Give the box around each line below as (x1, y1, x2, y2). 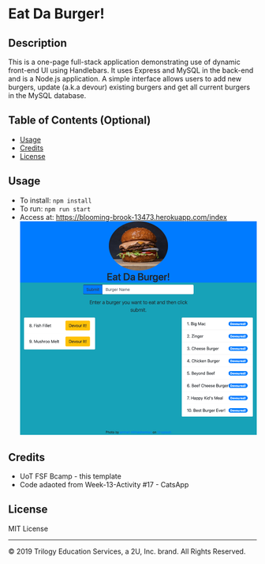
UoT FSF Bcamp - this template (19, 471, 122, 481)
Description (8, 36, 67, 50)
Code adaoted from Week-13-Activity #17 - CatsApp (19, 480, 189, 490)
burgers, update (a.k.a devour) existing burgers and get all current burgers (8, 82, 251, 92)
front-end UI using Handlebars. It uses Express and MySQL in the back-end (8, 66, 254, 75)
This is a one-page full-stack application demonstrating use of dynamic (8, 57, 241, 66)
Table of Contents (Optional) (8, 114, 151, 127)
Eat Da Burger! (8, 5, 105, 23)
